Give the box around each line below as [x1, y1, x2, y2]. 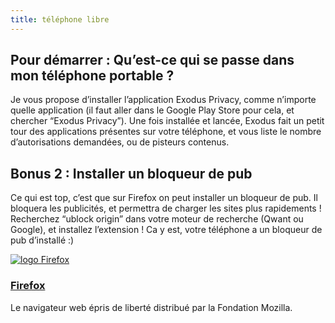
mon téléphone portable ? [10, 67, 175, 85]
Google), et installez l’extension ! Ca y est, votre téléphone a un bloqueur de [10, 224, 323, 236]
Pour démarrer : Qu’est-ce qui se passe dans [10, 52, 295, 69]
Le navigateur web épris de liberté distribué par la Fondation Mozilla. [10, 301, 293, 313]
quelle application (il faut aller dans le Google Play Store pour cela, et [10, 104, 295, 116]
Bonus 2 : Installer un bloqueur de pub [10, 165, 253, 182]
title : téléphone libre [10, 14, 110, 25]
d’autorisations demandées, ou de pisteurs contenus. [10, 136, 230, 148]
